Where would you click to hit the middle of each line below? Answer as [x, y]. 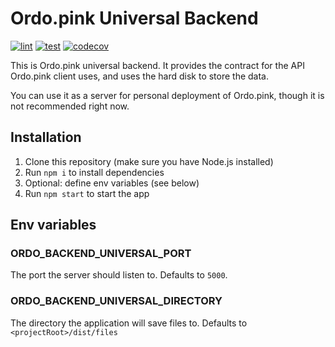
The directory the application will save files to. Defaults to [129, 323]
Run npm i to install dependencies [94, 172]
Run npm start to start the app [87, 193]
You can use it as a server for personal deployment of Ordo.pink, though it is [167, 95]
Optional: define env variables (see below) [112, 183]
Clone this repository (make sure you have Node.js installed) [149, 161]
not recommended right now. [70, 106]
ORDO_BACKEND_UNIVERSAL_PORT [101, 254]
